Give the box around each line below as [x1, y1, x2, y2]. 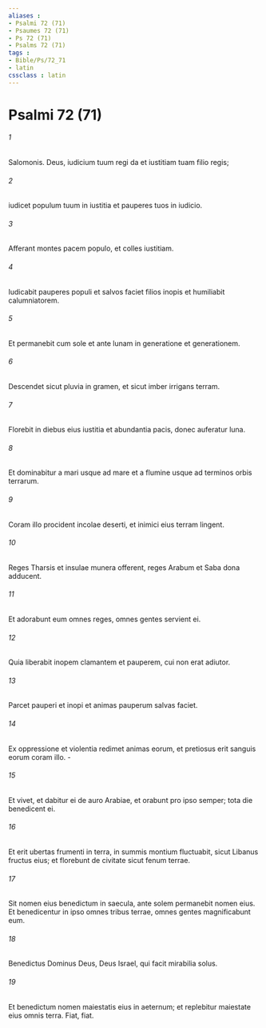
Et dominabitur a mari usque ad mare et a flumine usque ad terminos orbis [8, 468, 252, 477]
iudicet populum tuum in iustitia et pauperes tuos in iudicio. [8, 201, 203, 211]
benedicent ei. [8, 804, 56, 813]
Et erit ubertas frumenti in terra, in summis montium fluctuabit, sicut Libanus [8, 847, 259, 857]
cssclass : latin [8, 71, 66, 79]
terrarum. [8, 476, 40, 486]
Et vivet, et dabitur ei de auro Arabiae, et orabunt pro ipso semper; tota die [8, 795, 253, 805]
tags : [8, 49, 30, 57]
